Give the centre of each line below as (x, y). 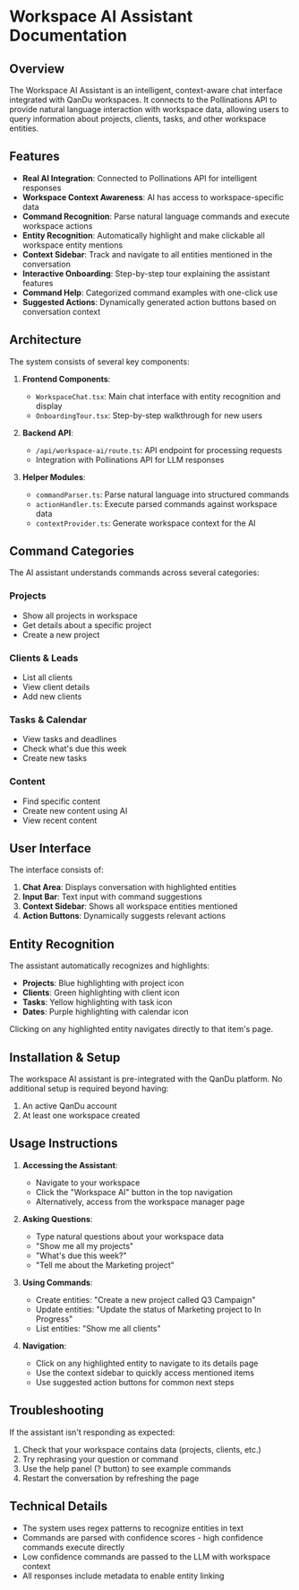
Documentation (68, 35)
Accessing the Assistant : (70, 1165)
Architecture (46, 340)
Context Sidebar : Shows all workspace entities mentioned (130, 906)
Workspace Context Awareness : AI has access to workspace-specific (153, 197)
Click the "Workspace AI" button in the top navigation (134, 1192)
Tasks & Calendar (48, 720)
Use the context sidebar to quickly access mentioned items (145, 1372)
